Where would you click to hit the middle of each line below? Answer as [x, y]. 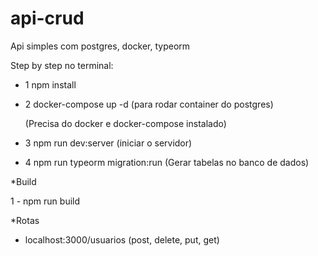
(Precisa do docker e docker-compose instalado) [125, 123]
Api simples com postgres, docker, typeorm [100, 46]
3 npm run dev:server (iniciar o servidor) [108, 143]
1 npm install [50, 84]
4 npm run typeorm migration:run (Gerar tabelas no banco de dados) [167, 162]
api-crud [47, 18]
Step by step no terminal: [62, 65]
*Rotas [25, 220]
